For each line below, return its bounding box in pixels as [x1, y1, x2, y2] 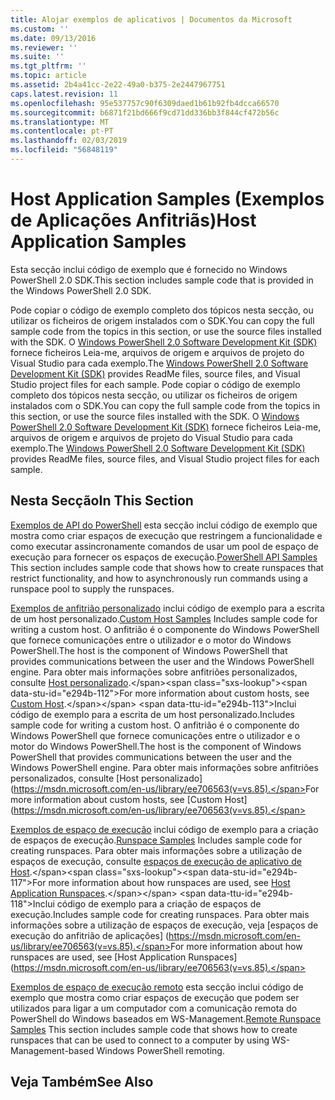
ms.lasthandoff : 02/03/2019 [10, 136, 128, 146]
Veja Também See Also [10, 1074, 154, 1091]
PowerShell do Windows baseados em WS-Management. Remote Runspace [10, 1012, 322, 1025]
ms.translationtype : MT [10, 117, 110, 127]
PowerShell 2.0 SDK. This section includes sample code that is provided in [10, 274, 314, 286]
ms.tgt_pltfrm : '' [10, 61, 87, 71]
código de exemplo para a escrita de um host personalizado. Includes [10, 708, 295, 720]
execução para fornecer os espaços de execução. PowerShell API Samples [10, 551, 318, 563]
